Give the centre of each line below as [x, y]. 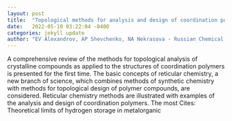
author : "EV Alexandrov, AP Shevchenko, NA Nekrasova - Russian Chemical [116, 39]
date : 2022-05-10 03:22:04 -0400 [58, 26]
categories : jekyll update [46, 33]
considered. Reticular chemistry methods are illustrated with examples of [111, 96]
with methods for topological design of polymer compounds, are [99, 89]
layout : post [26, 13]
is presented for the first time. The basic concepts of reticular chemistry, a [113, 74]
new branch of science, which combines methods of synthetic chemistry [111, 81]
